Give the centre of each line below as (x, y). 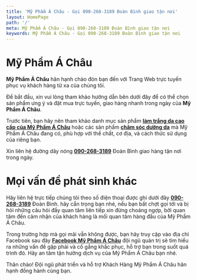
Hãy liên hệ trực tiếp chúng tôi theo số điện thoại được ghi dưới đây (88, 198)
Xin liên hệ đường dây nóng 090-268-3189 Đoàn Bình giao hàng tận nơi (94, 151)
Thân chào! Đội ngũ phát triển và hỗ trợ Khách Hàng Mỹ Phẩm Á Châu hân (96, 264)
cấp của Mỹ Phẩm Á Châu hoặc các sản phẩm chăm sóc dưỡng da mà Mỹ (97, 127)
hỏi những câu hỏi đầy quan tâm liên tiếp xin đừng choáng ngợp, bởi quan (96, 210)
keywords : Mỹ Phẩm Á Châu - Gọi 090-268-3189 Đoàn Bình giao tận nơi (93, 34)
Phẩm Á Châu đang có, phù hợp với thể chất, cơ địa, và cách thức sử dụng (96, 134)
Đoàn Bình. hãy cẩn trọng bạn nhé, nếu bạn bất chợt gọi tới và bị (110, 204)
